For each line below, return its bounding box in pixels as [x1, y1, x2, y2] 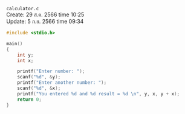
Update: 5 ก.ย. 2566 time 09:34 [6, 18, 84, 25]
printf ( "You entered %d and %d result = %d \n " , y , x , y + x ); [17, 90, 180, 97]
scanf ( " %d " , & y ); [17, 74, 61, 80]
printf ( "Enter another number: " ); [17, 80, 107, 86]
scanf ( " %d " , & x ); [17, 85, 61, 91]
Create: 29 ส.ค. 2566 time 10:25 [6, 11, 85, 18]
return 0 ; [17, 97, 42, 103]
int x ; [17, 57, 34, 63]
